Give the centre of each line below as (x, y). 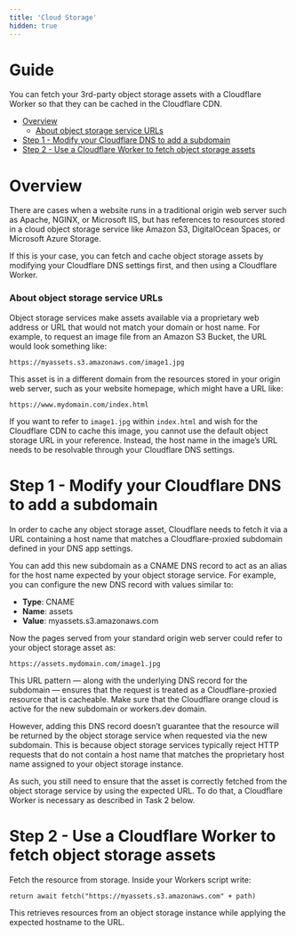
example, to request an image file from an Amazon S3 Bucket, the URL (138, 336)
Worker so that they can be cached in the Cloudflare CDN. (116, 104)
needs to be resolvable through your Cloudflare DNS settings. (122, 449)
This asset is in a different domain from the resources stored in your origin (145, 379)
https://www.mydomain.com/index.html (79, 405)
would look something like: (58, 346)
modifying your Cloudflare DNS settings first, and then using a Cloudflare (143, 266)
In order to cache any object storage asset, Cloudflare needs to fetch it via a (148, 529)
